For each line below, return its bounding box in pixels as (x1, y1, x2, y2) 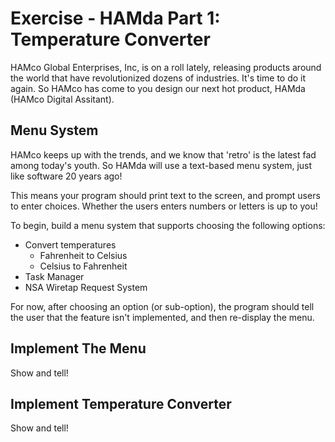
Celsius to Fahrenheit (39, 260, 128, 272)
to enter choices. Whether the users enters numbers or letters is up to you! (10, 200, 318, 212)
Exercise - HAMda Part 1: (10, 7, 221, 30)
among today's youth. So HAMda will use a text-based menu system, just (10, 159, 313, 171)
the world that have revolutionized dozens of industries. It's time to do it (10, 72, 307, 84)
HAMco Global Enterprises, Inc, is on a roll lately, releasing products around (10, 61, 322, 73)
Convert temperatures (24, 238, 117, 251)
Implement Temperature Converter (10, 395, 232, 412)
